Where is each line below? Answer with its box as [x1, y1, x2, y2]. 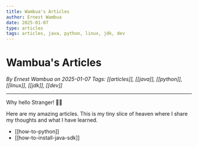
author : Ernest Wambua [6, 14, 62, 20]
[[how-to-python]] [14, 128, 60, 135]
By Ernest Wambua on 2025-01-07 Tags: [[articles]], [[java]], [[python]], [6, 76, 183, 83]
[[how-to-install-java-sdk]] [14, 134, 80, 142]
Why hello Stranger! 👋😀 [6, 99, 63, 106]
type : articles [6, 25, 44, 31]
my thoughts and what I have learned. [6, 116, 98, 124]
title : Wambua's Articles [6, 8, 70, 15]
